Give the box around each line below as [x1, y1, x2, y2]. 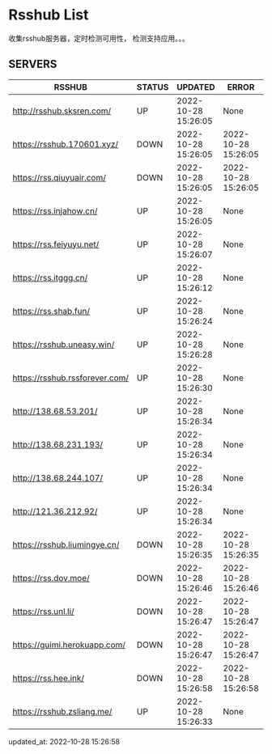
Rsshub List [8, 6, 89, 24]
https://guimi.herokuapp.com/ [12, 639, 126, 650]
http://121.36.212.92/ [12, 506, 98, 517]
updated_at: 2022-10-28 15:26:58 [8, 736, 121, 746]
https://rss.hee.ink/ [12, 672, 85, 684]
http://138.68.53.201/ [12, 405, 98, 417]
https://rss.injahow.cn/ [12, 205, 98, 216]
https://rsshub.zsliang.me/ [12, 705, 113, 717]
